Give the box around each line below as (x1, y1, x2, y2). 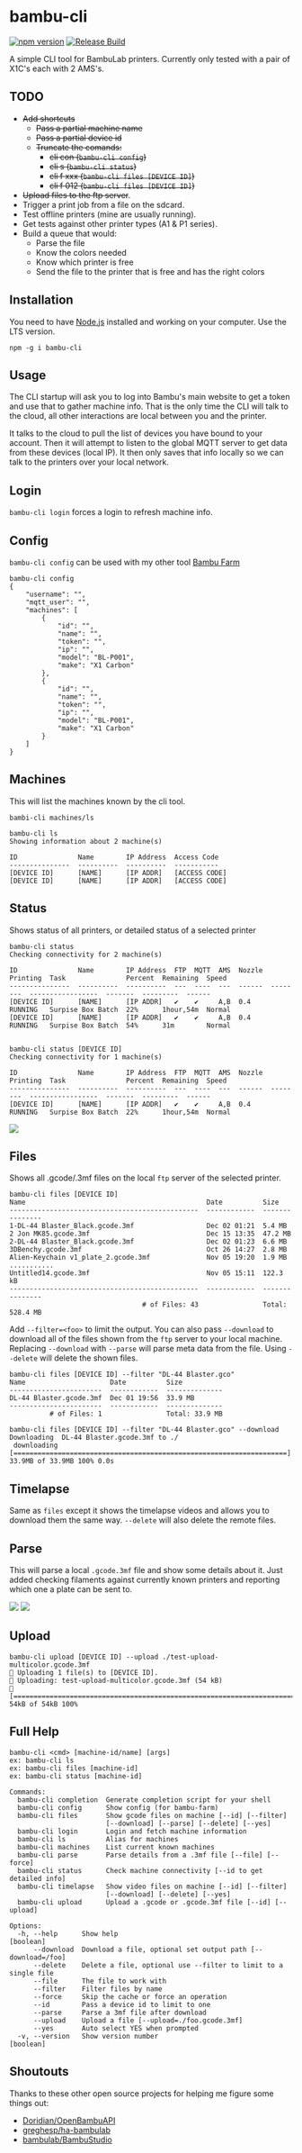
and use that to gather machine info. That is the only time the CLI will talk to (9, 401, 289, 412)
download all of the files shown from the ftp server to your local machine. (9, 1334, 283, 1344)
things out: (9, 2097, 49, 2108)
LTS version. (9, 326, 56, 337)
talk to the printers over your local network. (9, 457, 169, 467)
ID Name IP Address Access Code (9, 853, 219, 862)
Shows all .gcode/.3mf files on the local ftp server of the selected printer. (9, 1172, 281, 1183)
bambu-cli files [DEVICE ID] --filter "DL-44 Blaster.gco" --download (9, 1425, 280, 1434)
